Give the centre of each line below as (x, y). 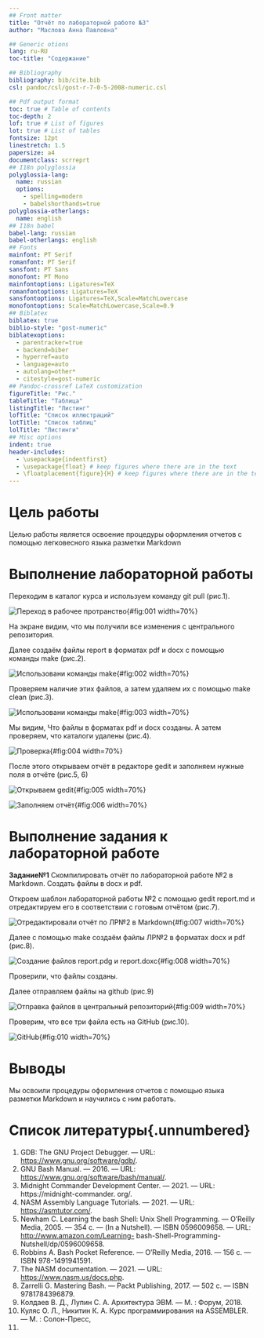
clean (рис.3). (31, 697)
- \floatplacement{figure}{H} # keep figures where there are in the (132, 474)
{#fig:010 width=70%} (74, 1037)
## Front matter (35, 15)
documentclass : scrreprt (49, 160)
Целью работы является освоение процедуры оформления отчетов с (125, 534)
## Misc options (35, 437)
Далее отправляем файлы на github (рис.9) (81, 991)
